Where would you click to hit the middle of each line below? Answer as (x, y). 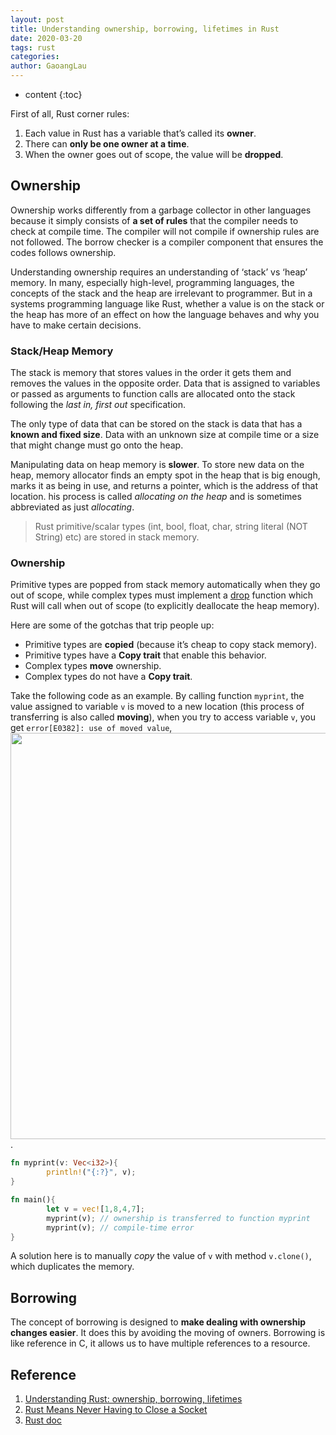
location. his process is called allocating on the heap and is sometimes (156, 497)
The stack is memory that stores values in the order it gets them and (151, 373)
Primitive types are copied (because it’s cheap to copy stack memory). (170, 645)
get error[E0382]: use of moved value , (91, 728)
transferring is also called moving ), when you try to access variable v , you (163, 717)
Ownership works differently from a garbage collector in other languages (161, 210)
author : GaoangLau (48, 66)
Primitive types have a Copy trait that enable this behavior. (145, 655)
